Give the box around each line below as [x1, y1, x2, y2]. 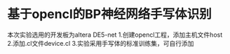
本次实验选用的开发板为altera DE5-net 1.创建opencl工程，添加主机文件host [7, 30, 223, 39]
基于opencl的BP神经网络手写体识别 [7, 6, 212, 22]
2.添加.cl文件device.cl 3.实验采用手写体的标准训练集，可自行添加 [7, 39, 194, 47]
